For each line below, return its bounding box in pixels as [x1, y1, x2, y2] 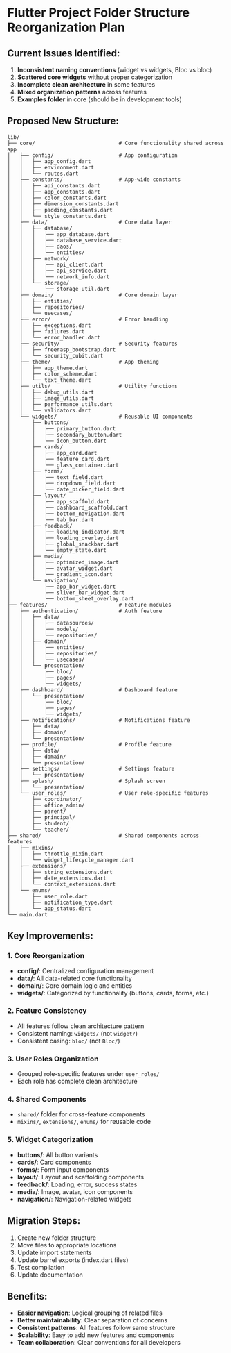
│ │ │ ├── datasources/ [7, 619, 95, 626]
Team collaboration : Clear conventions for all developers [17, 1338, 181, 1347]
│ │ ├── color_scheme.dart [7, 370, 98, 378]
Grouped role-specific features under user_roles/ [17, 1070, 160, 1078]
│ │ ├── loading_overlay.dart [7, 535, 119, 541]
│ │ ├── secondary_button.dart [7, 431, 122, 438]
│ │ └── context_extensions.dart [7, 880, 116, 888]
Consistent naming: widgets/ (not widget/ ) [17, 1029, 138, 1037]
